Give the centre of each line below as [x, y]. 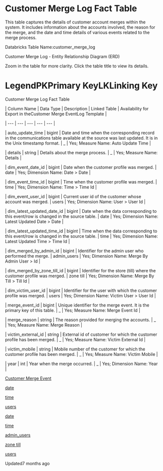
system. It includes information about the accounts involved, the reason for [80, 27]
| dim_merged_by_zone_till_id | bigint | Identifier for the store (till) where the [81, 270]
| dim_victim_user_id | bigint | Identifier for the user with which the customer [81, 290]
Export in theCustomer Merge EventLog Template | [56, 114]
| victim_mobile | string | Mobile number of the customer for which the [75, 349]
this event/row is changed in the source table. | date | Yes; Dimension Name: [82, 216]
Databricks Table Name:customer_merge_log [50, 47]
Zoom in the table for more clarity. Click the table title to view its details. [77, 66]
